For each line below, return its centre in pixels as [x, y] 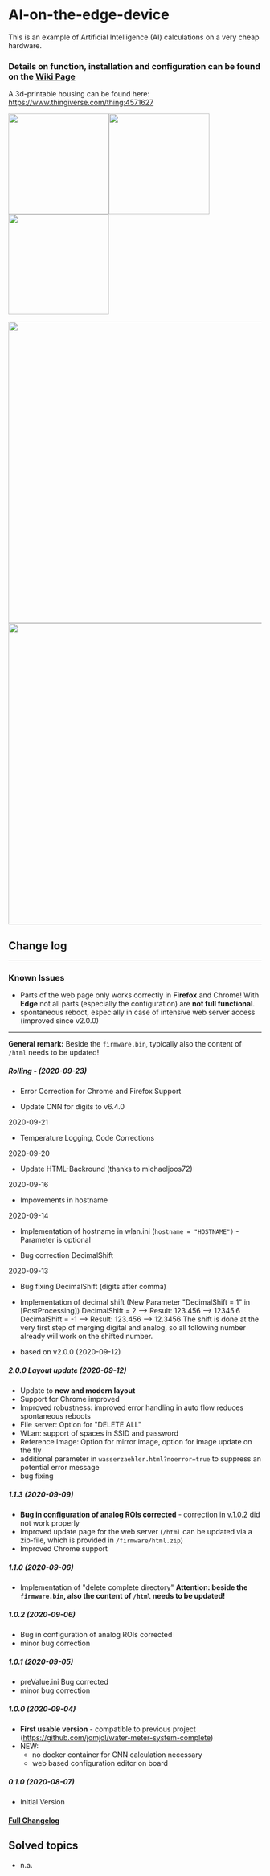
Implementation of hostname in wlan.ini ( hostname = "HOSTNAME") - [129, 1231]
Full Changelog [34, 1820]
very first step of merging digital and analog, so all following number [133, 1328]
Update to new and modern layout [78, 1391]
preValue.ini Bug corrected [64, 1682]
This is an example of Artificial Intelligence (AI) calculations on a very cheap [134, 37]
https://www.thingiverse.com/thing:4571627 [81, 103]
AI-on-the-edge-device [89, 15]
